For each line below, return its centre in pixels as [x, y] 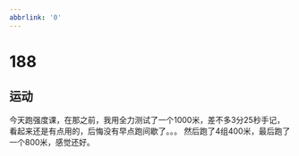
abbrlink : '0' [36, 17]
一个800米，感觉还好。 [52, 142]
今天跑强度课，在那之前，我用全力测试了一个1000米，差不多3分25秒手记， [147, 119]
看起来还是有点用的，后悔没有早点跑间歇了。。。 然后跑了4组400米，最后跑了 [150, 131]
